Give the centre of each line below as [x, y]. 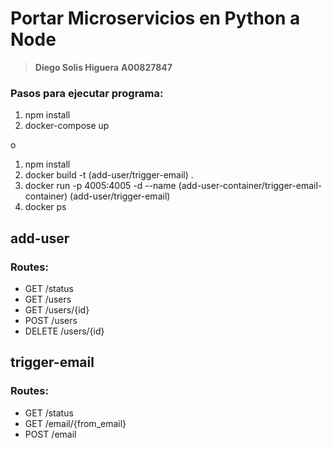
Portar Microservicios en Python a [155, 18]
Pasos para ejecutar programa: [87, 93]
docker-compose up [67, 126]
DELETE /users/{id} [64, 331]
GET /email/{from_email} [75, 423]
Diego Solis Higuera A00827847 [103, 67]
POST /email [50, 434]
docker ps [45, 207]
